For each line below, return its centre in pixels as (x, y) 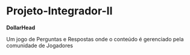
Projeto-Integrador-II (59, 11)
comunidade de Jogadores (40, 45)
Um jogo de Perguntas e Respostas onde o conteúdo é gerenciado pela (95, 39)
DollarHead (21, 27)
